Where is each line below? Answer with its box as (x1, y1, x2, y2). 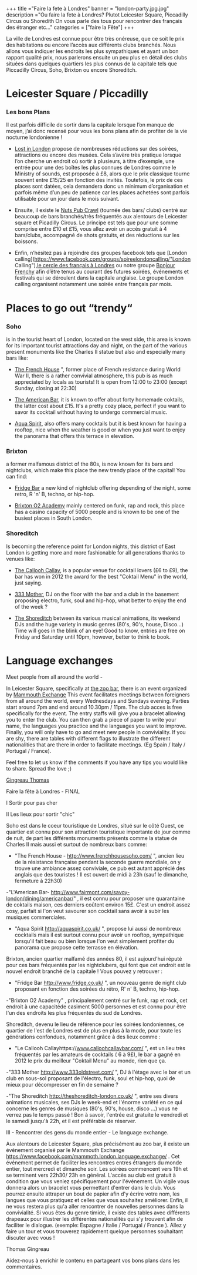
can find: (6, 473, 28, 480)
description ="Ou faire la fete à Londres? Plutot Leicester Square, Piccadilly (6, 11, 189, 18)
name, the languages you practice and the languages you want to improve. (6, 722, 186, 729)
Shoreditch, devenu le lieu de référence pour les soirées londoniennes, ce (6, 1021, 185, 1028)
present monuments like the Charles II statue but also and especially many (6, 348, 186, 355)
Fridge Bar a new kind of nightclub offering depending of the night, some (14, 484, 191, 492)
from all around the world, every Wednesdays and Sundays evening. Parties (6, 697, 189, 704)
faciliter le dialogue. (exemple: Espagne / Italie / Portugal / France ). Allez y (6, 1221, 186, 1228)
